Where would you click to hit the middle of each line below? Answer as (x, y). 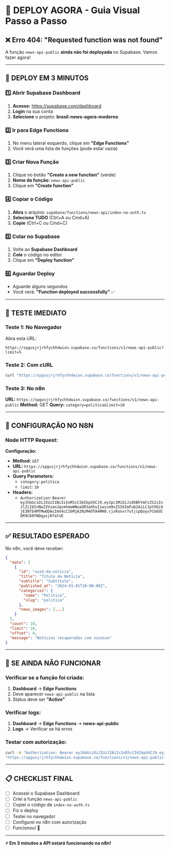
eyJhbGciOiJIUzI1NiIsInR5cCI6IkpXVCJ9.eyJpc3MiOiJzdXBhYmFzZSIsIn (92, 503)
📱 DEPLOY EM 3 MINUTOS (47, 78)
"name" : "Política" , (45, 595)
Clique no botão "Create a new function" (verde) (64, 175)
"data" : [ (20, 562)
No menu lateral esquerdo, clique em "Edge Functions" (71, 143)
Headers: (23, 492)
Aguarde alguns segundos (40, 287)
